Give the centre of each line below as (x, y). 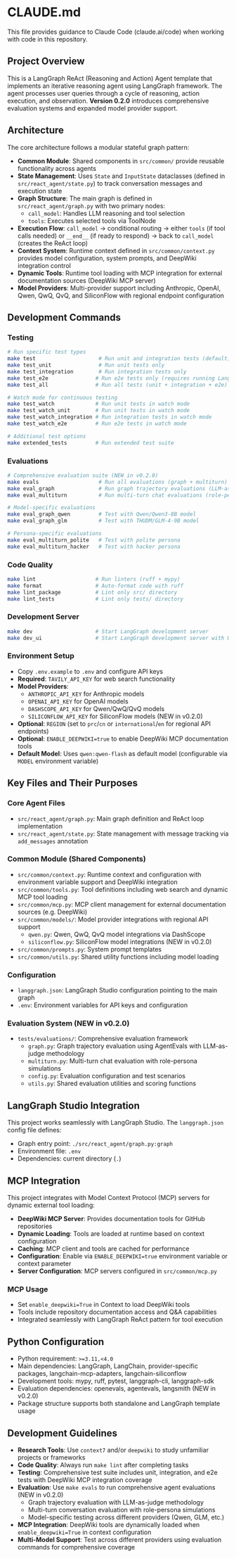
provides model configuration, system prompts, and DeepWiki (107, 258)
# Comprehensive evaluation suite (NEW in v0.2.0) (83, 475)
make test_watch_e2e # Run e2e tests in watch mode (97, 423)
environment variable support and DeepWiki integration (97, 882)
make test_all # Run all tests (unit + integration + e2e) (118, 385)
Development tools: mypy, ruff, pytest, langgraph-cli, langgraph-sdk (116, 1381)
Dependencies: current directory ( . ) (69, 1158)
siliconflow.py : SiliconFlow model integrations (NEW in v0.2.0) (120, 941)
